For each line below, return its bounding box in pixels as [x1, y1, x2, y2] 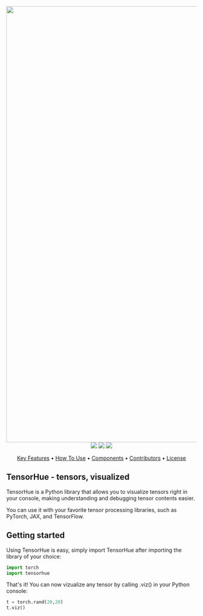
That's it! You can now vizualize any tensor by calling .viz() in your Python [6, 581, 190, 588]
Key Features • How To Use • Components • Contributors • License [17, 454, 186, 462]
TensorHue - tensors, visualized [6, 472, 130, 482]
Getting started [6, 530, 65, 541]
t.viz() [6, 605, 26, 611]
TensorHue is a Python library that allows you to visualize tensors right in [6, 488, 188, 495]
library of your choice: [6, 552, 62, 560]
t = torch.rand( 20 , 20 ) [6, 599, 63, 605]
